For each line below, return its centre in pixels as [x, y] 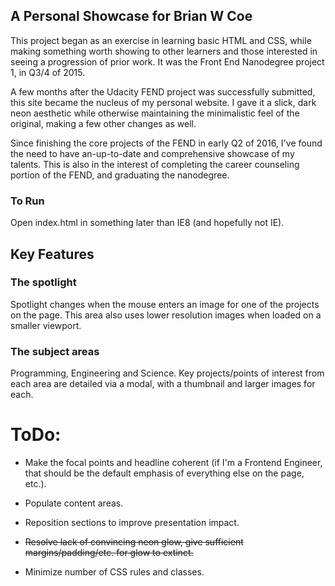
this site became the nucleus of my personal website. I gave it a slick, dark [163, 102]
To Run [27, 201]
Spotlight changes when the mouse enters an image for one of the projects [165, 304]
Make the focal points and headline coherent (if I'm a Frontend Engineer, [173, 463]
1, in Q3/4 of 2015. [48, 72]
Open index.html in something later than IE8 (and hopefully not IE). [147, 223]
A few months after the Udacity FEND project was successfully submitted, [163, 91]
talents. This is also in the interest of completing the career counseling [155, 164]
